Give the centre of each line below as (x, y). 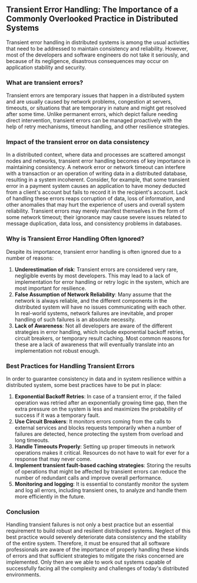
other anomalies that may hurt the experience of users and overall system (96, 205)
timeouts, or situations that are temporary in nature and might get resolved (96, 108)
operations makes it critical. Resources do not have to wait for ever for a (102, 453)
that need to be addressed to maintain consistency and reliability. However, (97, 48)
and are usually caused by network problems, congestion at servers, (89, 102)
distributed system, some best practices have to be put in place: (84, 385)
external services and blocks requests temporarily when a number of (98, 428)
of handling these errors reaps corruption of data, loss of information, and (96, 198)
